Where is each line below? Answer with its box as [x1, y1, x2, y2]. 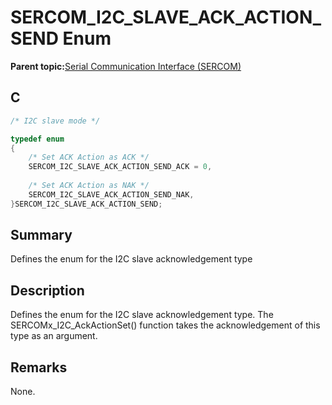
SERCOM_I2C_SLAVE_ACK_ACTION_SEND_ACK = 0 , [28, 162, 213, 172]
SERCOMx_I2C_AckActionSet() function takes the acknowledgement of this [10, 319, 321, 331]
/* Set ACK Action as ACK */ [28, 152, 150, 163]
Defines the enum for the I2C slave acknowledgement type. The [10, 309, 274, 321]
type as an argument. [10, 330, 98, 342]
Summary [10, 227, 73, 244]
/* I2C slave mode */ [10, 116, 101, 126]
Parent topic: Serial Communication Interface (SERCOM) [10, 60, 242, 72]
